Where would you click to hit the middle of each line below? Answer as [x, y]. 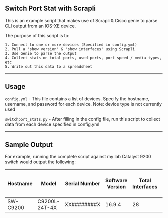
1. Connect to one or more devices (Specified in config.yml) [71, 45]
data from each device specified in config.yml [52, 124]
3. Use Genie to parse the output [41, 53]
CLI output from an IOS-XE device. [41, 26]
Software [117, 181]
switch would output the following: [41, 162]
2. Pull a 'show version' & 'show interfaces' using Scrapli [70, 49]
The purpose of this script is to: [37, 35]
